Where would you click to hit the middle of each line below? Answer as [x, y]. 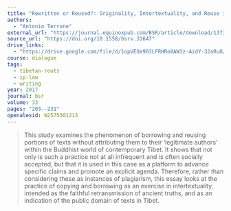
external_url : [27, 33]
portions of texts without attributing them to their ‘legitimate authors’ [121, 142]
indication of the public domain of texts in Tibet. [92, 200]
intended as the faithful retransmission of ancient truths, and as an [118, 193]
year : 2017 [23, 90]
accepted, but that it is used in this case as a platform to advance [117, 164]
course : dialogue [32, 58]
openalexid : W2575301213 [43, 115]
